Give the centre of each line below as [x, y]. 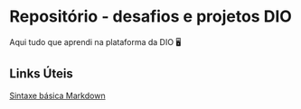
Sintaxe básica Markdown [57, 95]
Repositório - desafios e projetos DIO [150, 17]
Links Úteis [42, 74]
